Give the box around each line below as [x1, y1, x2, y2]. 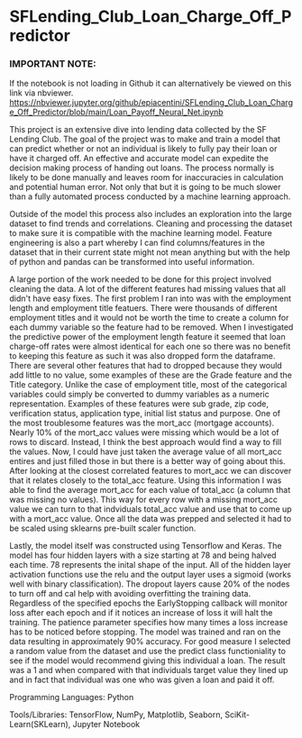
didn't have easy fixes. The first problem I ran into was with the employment [9, 293, 291, 304]
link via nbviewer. [9, 87, 74, 98]
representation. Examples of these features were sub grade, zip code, [9, 398, 269, 409]
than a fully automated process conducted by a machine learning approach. [9, 191, 291, 202]
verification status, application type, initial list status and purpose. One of [9, 408, 281, 419]
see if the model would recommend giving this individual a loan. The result [9, 655, 286, 666]
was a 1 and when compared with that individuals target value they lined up [9, 665, 288, 676]
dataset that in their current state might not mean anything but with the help [9, 247, 290, 258]
